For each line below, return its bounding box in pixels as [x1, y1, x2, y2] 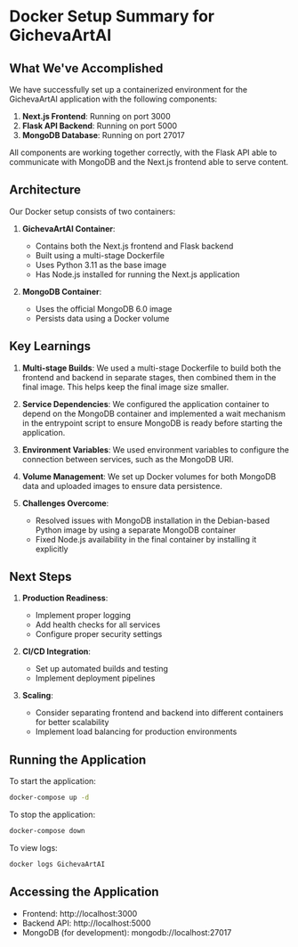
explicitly [35, 543, 68, 554]
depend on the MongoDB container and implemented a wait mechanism [21, 408, 286, 419]
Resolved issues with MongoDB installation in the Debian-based [35, 515, 270, 526]
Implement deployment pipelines [35, 673, 156, 683]
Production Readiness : [21, 592, 109, 603]
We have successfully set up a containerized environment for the [9, 85, 247, 94]
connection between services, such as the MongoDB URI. [21, 453, 234, 464]
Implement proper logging [35, 610, 132, 621]
